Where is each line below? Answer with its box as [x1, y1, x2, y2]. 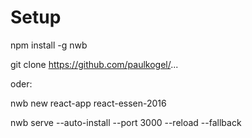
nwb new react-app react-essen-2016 [10, 97, 167, 109]
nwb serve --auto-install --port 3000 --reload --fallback [10, 116, 242, 128]
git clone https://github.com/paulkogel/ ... [10, 58, 179, 70]
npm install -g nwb [10, 39, 88, 51]
